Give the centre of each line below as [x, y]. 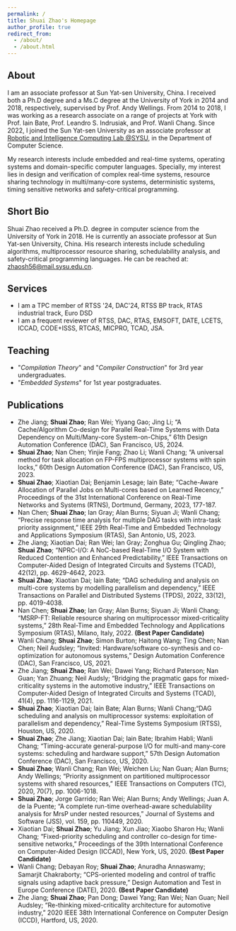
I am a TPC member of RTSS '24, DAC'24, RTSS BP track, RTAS [110, 306]
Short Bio [28, 212]
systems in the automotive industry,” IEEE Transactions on [131, 686]
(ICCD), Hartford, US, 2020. [58, 920]
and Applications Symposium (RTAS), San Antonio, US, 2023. [107, 535]
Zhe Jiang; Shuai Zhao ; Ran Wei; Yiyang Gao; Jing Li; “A [99, 422]
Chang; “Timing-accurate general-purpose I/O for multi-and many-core [122, 746]
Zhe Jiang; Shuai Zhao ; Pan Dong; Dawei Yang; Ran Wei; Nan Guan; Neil [123, 898]
